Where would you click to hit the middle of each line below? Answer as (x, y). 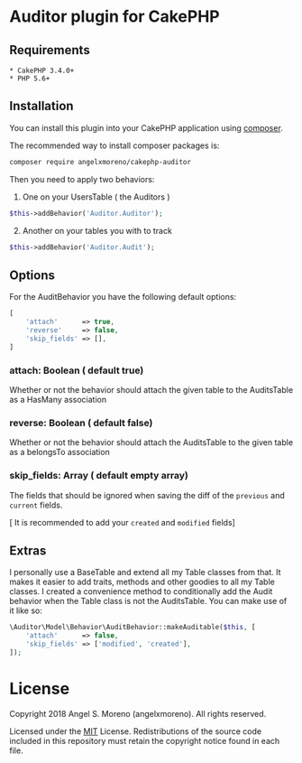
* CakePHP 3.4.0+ (42, 70)
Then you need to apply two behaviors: (82, 179)
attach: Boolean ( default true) (77, 370)
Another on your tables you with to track (97, 230)
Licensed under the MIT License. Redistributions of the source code (136, 731)
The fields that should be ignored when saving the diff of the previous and (147, 495)
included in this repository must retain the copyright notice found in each (145, 740)
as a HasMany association (58, 399)
